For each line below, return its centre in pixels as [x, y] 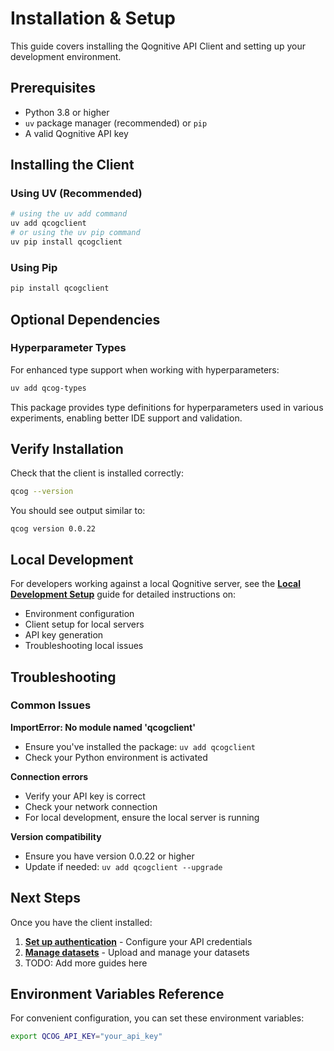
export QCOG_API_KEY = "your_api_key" [86, 1037]
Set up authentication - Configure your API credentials [138, 941]
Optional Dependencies [85, 319]
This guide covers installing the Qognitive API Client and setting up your [158, 46]
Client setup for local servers [84, 624]
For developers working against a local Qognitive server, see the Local [155, 584]
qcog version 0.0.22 [53, 529]
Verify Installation [67, 449]
